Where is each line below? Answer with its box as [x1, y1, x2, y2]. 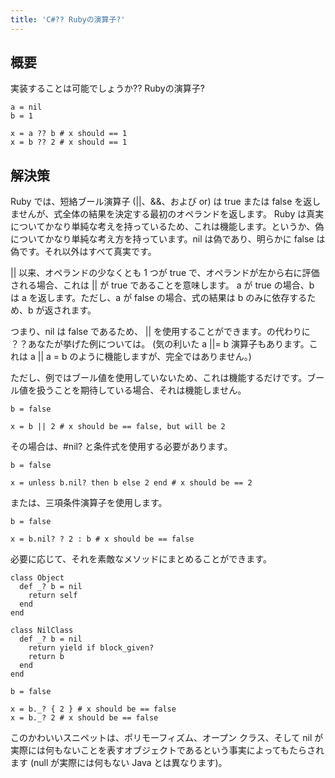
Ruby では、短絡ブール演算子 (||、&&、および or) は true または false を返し [10, 196, 322, 208]
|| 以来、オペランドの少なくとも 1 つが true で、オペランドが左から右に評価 [10, 267, 320, 279]
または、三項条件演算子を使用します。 [10, 497, 168, 509]
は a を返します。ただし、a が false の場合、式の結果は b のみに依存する [10, 292, 308, 304]
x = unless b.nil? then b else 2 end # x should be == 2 [10, 478, 253, 488]
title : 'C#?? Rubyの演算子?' [10, 14, 126, 25]
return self [28, 591, 78, 601]
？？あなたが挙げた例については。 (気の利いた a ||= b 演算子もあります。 [10, 338, 310, 350]
